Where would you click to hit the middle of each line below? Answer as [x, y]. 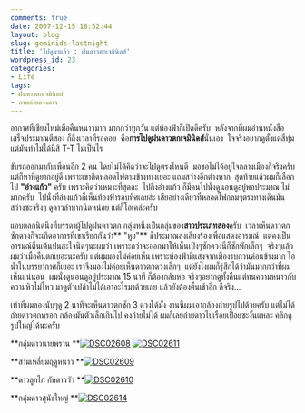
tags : [20, 85]
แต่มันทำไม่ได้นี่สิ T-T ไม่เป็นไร [57, 148]
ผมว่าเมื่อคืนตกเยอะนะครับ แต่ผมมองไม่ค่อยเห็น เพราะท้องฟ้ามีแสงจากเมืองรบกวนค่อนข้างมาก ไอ [153, 256]
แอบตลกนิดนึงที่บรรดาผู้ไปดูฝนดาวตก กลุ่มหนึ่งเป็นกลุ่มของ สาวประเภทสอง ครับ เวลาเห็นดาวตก [150, 226]
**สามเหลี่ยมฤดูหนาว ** [47, 362]
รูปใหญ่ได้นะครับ [35, 325]
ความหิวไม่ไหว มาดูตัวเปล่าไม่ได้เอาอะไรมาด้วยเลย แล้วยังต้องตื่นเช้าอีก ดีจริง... [126, 287]
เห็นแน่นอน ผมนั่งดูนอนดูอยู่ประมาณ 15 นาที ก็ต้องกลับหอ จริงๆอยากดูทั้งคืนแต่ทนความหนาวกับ [153, 277]
